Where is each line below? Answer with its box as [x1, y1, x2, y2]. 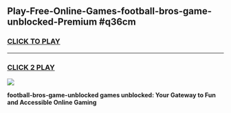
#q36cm [98, 16, 136, 28]
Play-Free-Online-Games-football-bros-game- [7, 5, 212, 17]
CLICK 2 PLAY [7, 62, 55, 72]
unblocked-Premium [7, 16, 98, 28]
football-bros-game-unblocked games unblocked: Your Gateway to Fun [7, 90, 217, 99]
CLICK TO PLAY [7, 37, 60, 47]
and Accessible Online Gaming [7, 98, 97, 106]
